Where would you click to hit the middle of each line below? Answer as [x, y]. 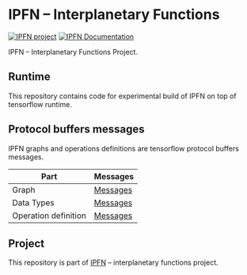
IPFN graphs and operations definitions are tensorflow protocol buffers [124, 148]
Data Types [34, 202]
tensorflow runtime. [40, 104]
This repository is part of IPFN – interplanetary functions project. [113, 262]
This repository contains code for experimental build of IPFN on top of [122, 96]
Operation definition [49, 216]
